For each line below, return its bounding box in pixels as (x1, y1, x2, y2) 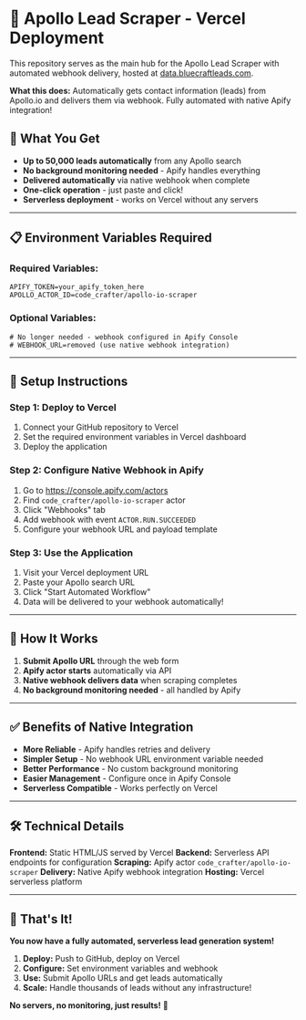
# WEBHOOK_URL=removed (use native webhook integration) (9, 340, 230, 349)
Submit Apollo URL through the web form (22, 655, 179, 666)
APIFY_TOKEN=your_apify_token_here (9, 283, 145, 292)
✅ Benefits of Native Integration (9, 720, 194, 735)
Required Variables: (9, 262, 98, 275)
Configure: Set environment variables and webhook (22, 963, 219, 974)
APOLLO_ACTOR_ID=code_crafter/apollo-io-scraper (9, 291, 198, 300)
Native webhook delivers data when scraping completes (22, 674, 238, 685)
